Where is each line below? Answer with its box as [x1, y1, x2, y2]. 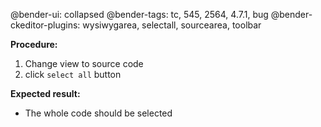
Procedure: [10, 39, 58, 50]
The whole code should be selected [24, 107, 173, 119]
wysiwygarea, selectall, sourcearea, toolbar [82, 19, 262, 31]
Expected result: [10, 88, 81, 99]
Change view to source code [24, 58, 144, 69]
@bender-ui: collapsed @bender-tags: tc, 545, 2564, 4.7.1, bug [10, 9, 269, 20]
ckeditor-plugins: [10, 19, 81, 31]
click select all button [24, 69, 122, 80]
